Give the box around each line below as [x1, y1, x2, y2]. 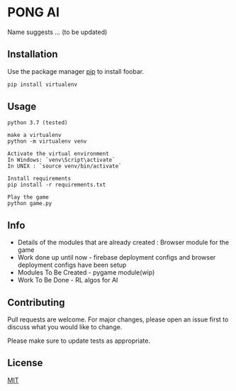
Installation [7, 48, 58, 60]
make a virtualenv [7, 132, 62, 139]
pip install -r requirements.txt [7, 182, 106, 189]
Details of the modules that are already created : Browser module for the [17, 238, 229, 247]
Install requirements [7, 175, 72, 182]
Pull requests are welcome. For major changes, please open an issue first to [7, 315, 229, 324]
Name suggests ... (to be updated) [7, 28, 108, 36]
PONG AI [7, 4, 60, 21]
